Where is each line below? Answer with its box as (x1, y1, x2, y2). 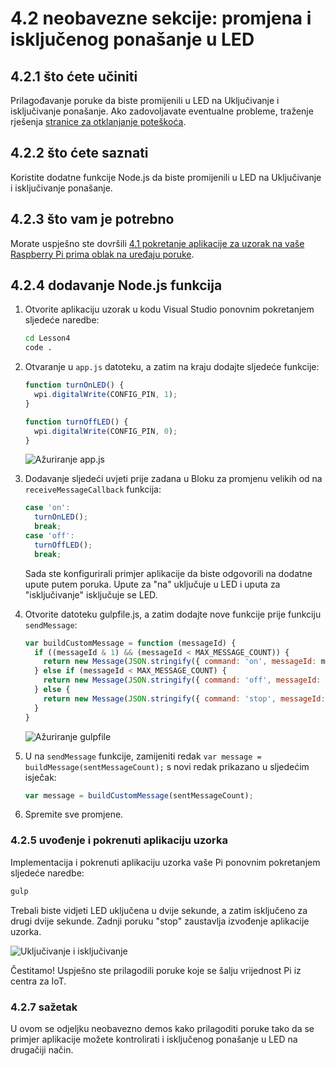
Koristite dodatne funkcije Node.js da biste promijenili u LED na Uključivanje (10, 171, 322, 183)
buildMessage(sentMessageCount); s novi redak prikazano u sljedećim (24, 760, 310, 772)
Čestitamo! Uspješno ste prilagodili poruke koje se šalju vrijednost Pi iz (10, 964, 302, 976)
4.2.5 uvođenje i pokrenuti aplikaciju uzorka (10, 833, 228, 847)
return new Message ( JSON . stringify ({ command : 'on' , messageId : (43, 657, 317, 667)
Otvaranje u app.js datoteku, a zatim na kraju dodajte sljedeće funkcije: (24, 361, 320, 373)
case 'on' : (24, 503, 71, 513)
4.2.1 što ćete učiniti (10, 68, 138, 85)
